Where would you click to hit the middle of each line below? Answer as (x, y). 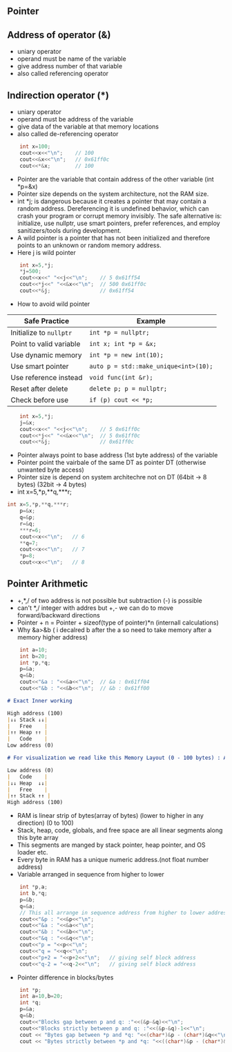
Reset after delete (39, 388)
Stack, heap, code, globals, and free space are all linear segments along (120, 830)
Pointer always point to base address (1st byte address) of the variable (117, 455)
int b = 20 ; (34, 656)
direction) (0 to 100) (45, 823)
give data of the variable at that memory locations (88, 126)
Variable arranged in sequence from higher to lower (90, 874)
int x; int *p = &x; (123, 344)
